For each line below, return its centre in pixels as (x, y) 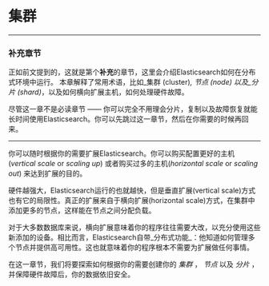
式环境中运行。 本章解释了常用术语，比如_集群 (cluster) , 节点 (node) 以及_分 (133, 82)
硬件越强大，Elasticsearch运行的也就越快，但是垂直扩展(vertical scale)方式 (132, 191)
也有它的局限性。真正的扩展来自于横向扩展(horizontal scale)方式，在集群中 (132, 201)
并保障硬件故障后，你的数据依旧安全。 (71, 274)
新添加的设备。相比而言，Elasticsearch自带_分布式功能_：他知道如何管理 (128, 237)
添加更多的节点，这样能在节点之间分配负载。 (82, 211)
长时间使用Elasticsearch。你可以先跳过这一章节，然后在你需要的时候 (121, 119)
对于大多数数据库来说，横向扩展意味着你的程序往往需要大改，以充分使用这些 (134, 228)
